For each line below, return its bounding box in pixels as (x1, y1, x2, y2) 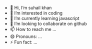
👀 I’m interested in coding (9, 10, 63, 16)
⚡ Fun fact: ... (9, 39, 37, 45)
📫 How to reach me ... (9, 26, 56, 32)
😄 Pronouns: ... (9, 33, 42, 39)
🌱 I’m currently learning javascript (9, 15, 79, 21)
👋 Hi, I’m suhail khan (9, 5, 52, 10)
